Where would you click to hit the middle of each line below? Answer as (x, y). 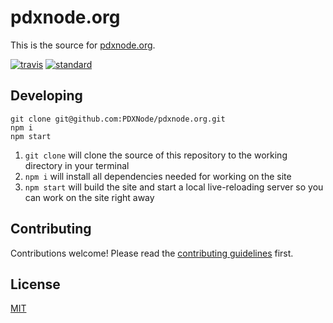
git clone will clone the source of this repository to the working (156, 155)
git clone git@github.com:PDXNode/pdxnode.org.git (118, 119)
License (35, 284)
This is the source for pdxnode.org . (83, 45)
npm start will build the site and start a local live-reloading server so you (174, 187)
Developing (46, 96)
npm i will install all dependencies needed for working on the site (158, 176)
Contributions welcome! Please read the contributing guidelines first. (152, 253)
